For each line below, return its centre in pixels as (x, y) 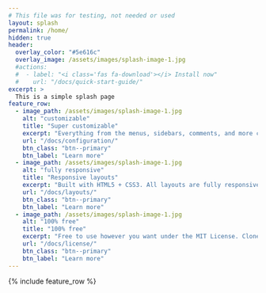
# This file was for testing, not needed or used (92, 15)
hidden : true (30, 38)
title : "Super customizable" (70, 126)
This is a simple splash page (65, 97)
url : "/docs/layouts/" (60, 192)
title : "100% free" (55, 229)
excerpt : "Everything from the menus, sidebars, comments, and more (138, 133)
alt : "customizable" (56, 119)
